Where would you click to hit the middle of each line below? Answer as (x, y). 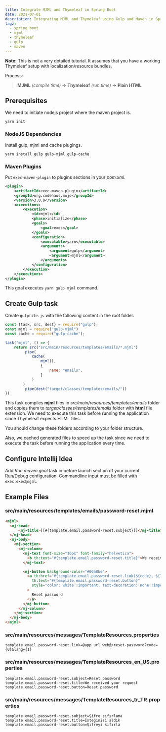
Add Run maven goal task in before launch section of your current (72, 471)
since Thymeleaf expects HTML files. (43, 419)
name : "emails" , (66, 370)
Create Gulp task (32, 304)
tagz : (11, 24)
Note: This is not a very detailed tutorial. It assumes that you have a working (83, 60)
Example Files (27, 497)
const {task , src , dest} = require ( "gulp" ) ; (52, 325)
